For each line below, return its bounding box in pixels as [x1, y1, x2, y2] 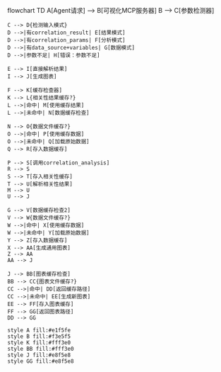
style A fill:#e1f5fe [7, 327, 71, 334]
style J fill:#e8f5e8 [7, 351, 71, 359]
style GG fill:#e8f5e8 [7, 358, 74, 365]
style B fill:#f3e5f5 [7, 333, 71, 340]
